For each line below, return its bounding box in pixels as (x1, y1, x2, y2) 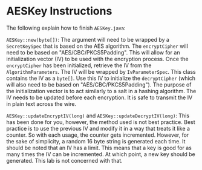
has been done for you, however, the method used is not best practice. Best (6, 118, 195, 125)
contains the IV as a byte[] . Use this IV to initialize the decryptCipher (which (6, 74, 195, 82)
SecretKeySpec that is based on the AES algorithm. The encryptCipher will (6, 42, 189, 50)
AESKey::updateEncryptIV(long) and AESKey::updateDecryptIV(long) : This (6, 112, 189, 119)
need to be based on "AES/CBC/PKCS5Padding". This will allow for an (6, 48, 180, 56)
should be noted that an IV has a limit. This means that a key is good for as (6, 144, 192, 151)
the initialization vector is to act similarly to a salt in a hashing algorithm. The (6, 87, 197, 94)
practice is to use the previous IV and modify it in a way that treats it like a (6, 125, 191, 132)
